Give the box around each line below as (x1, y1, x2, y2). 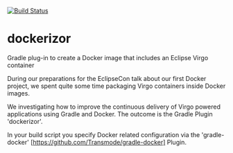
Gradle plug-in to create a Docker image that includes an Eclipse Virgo (7, 53, 209, 62)
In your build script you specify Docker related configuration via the (7, 130, 200, 138)
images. (7, 89, 30, 97)
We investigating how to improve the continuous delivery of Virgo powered (7, 102, 221, 111)
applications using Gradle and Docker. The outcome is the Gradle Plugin (7, 109, 213, 118)
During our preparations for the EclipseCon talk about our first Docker (7, 74, 207, 82)
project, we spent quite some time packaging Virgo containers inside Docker (7, 82, 226, 90)
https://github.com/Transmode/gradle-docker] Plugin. (33, 138, 187, 146)
